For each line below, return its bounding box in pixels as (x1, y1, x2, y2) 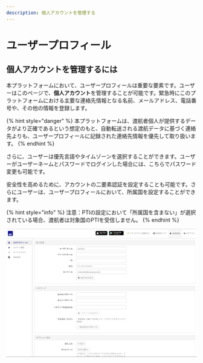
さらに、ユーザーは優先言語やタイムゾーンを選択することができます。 (6, 152, 180, 160)
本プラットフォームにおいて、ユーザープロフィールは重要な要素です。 (6, 82, 179, 89)
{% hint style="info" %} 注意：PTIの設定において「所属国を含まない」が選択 (6, 209, 196, 216)
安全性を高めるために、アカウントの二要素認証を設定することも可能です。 (6, 180, 192, 188)
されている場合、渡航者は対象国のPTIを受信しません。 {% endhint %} (6, 216, 179, 223)
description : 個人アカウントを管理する (6, 10, 95, 16)
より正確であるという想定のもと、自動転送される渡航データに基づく (16, 125, 186, 132)
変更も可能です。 (6, 168, 48, 175)
